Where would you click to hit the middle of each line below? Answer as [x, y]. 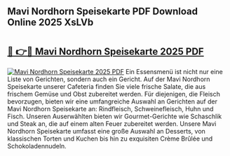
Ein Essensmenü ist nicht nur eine [174, 72]
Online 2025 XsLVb [50, 23]
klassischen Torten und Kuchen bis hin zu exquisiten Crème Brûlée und [110, 139]
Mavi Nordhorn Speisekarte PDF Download [103, 12]
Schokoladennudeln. [37, 146]
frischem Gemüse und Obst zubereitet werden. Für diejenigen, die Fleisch [114, 94]
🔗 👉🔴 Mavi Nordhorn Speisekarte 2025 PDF [106, 51]
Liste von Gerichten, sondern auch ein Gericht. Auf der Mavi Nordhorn [109, 79]
